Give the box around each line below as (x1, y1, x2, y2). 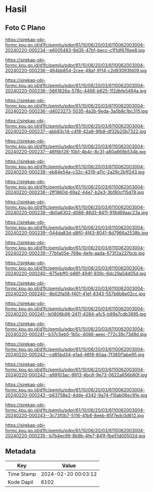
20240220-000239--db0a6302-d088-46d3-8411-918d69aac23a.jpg (5, 210, 148, 215)
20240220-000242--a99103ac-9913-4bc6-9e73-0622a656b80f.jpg (5, 372, 147, 378)
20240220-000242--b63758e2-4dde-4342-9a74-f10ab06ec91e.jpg (5, 392, 147, 398)
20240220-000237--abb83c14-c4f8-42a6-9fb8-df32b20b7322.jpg (5, 128, 146, 134)
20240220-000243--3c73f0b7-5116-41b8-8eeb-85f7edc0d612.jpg (5, 413, 144, 418)
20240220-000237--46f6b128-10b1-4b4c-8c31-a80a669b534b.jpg (5, 149, 146, 154)
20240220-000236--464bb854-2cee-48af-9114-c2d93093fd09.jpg (5, 67, 147, 73)
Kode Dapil (7, 479, 33, 486)
